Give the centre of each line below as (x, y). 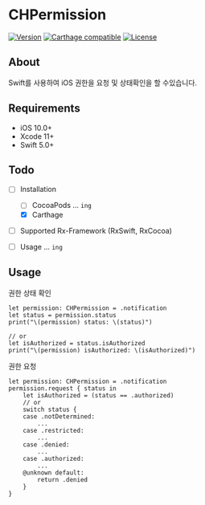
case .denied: (46, 444)
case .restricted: (53, 430)
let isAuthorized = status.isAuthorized (77, 343)
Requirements (44, 109)
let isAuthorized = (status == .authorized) (98, 395)
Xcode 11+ (37, 136)
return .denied (63, 479)
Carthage (47, 214)
